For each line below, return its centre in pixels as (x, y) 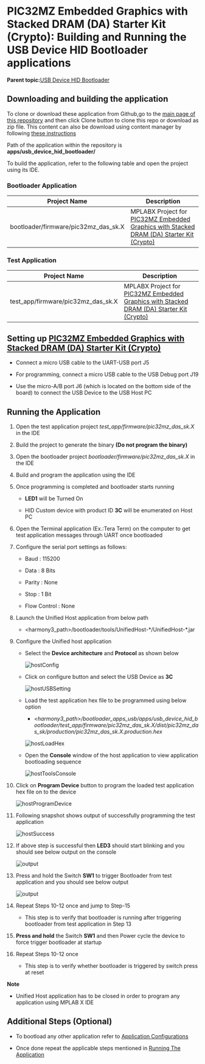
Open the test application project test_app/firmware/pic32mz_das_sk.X (105, 426)
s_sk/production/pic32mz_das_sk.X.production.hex (98, 731)
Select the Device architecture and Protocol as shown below (102, 653)
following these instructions (42, 133)
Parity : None (41, 582)
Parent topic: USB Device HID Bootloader (58, 80)
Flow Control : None (50, 606)
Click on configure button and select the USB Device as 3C (99, 676)
